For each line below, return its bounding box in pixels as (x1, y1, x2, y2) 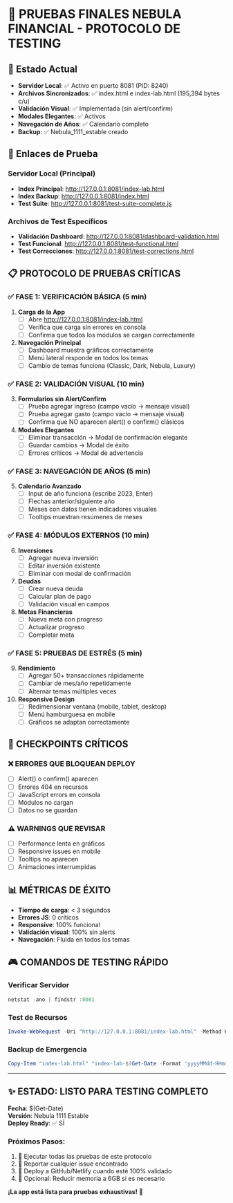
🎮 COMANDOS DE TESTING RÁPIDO (8, 956, 169, 968)
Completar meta (28, 631, 75, 639)
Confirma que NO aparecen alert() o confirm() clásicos (28, 418, 185, 426)
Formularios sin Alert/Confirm (17, 395, 106, 403)
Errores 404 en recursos (17, 783, 88, 791)
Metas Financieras (17, 608, 73, 616)
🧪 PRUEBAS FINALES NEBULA (8, 6, 182, 22)
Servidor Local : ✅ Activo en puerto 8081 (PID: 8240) (17, 82, 169, 89)
